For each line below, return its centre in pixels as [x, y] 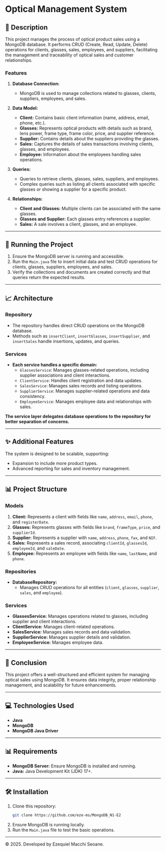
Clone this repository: [34, 806]
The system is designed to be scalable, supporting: [57, 454]
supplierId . [24, 532]
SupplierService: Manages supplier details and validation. [71, 637]
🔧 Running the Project [39, 244]
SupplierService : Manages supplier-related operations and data [84, 391]
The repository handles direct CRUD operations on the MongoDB [78, 325]
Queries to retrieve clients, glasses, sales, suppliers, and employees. [89, 179]
